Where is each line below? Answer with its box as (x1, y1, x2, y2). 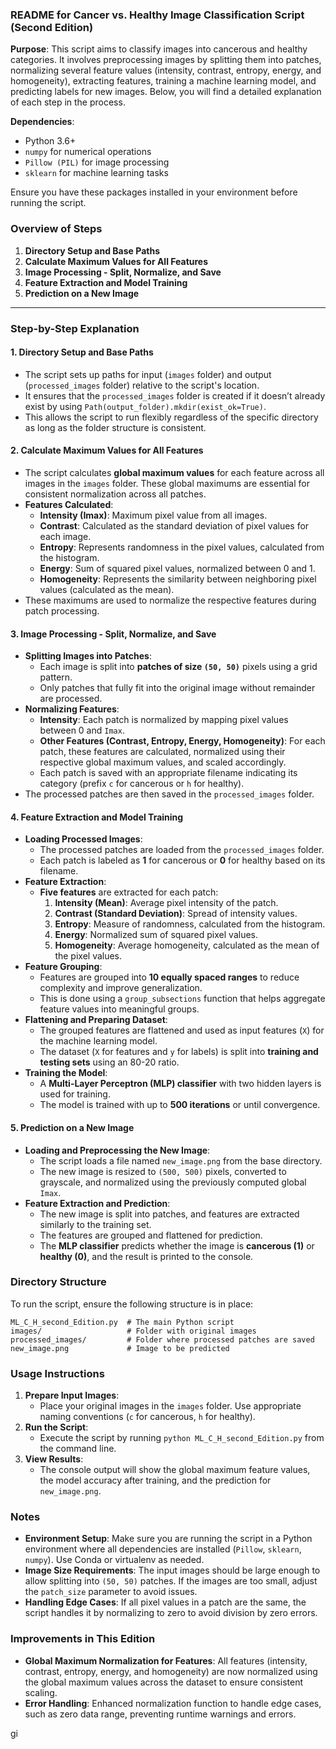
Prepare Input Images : (24, 1389, 120, 1402)
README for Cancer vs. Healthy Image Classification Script (10, 8, 305, 22)
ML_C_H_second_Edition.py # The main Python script (10, 1317, 235, 1327)
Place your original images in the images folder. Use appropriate (39, 1400, 302, 1412)
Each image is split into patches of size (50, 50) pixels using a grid (39, 661, 318, 673)
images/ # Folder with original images (10, 1326, 257, 1336)
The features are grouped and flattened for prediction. (39, 1229, 263, 1241)
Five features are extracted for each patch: (39, 886, 219, 898)
